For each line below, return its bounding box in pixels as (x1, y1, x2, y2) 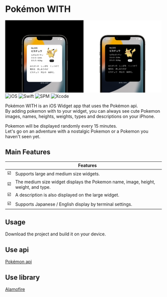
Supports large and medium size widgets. (15, 170, 100, 177)
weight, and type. (15, 184, 51, 190)
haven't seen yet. (5, 133, 41, 140)
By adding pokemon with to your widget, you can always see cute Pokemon (5, 108, 161, 114)
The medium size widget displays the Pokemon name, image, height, (15, 179, 156, 185)
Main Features (5, 148, 51, 156)
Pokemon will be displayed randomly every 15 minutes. (5, 123, 118, 129)
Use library (5, 273, 40, 282)
